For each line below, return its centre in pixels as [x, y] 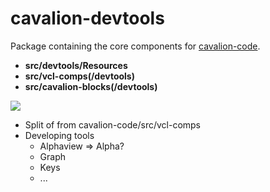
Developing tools [59, 135]
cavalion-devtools [87, 18]
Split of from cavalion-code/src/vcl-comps [113, 124]
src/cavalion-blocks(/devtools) [91, 86]
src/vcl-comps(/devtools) [79, 76]
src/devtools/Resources [76, 65]
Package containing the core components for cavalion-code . [135, 46]
